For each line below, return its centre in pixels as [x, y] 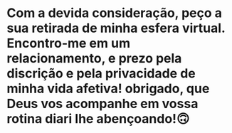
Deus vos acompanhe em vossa [102, 104]
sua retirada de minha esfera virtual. [116, 28]
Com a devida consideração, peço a [114, 13]
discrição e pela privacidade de [101, 74]
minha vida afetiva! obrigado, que [108, 89]
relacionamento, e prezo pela [94, 59]
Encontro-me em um [69, 43]
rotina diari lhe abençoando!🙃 [98, 119]
